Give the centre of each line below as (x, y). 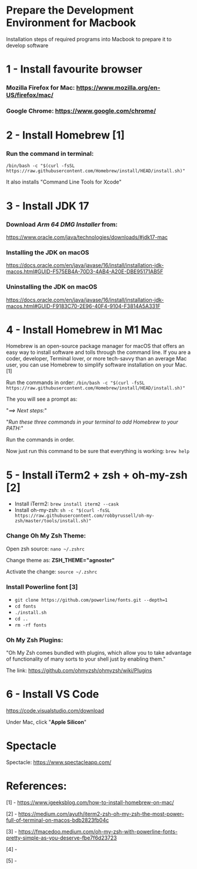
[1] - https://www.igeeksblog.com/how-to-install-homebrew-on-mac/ (90, 802)
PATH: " (15, 428)
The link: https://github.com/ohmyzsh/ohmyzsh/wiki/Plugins (79, 671)
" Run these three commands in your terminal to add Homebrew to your (92, 422)
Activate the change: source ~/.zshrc (52, 571)
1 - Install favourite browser (74, 69)
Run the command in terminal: (50, 154)
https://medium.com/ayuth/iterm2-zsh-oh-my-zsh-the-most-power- (101, 814)
